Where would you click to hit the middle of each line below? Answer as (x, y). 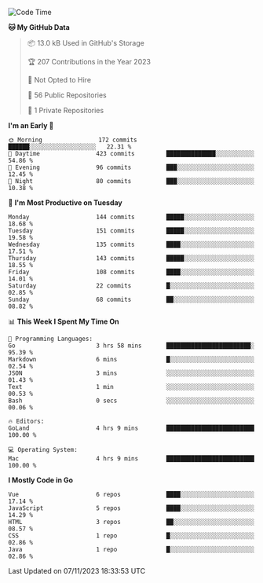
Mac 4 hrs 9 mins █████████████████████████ (131, 459)
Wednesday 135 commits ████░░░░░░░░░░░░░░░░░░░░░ (131, 244)
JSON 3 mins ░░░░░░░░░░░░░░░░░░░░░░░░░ (131, 373)
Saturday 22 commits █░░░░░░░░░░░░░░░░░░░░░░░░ (131, 286)
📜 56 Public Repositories (67, 95)
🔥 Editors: (26, 421)
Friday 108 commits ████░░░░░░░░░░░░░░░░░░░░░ (131, 272)
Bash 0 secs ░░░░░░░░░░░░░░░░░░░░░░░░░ (131, 401)
